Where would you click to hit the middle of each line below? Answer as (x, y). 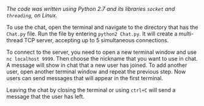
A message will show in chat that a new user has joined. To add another (97, 65)
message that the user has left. (45, 97)
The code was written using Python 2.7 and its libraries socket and (91, 9)
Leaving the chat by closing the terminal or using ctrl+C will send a (91, 90)
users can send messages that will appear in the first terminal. (85, 78)
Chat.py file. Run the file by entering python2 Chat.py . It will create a (92, 34)
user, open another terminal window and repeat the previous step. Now (96, 72)
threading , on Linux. (32, 15)
